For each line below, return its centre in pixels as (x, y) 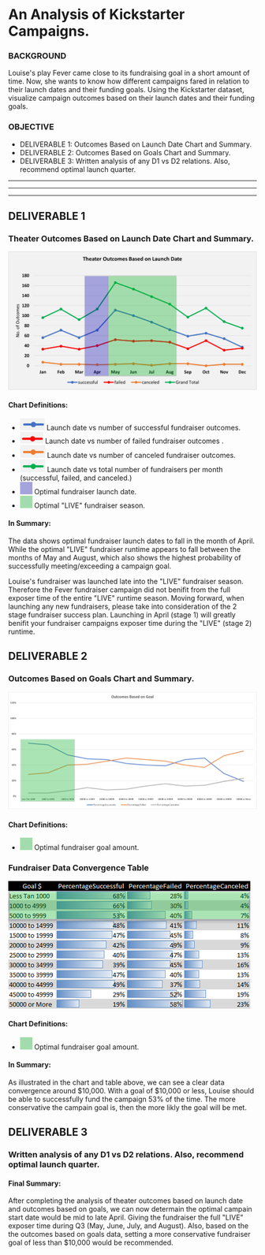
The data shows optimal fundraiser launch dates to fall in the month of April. (131, 541)
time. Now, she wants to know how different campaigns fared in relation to (129, 81)
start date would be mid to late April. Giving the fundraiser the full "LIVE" (126, 1218)
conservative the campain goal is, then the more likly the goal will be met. (127, 1107)
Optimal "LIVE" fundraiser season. (90, 505)
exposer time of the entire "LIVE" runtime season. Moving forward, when (126, 598)
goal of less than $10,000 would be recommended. (91, 1242)
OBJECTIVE (31, 127)
